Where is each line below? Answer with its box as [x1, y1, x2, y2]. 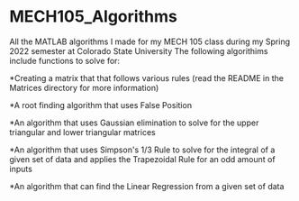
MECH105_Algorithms [9, 6, 177, 27]
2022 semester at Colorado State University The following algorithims [9, 45, 268, 56]
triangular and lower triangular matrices [9, 126, 156, 137]
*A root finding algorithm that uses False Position [9, 99, 192, 110]
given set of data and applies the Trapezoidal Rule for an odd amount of [9, 153, 276, 164]
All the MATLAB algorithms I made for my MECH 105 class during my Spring [9, 36, 291, 47]
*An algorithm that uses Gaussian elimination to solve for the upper [9, 117, 259, 128]
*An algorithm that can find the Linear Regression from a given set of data [9, 180, 285, 191]
